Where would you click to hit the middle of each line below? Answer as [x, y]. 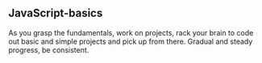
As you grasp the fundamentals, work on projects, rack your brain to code [131, 32]
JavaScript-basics [56, 13]
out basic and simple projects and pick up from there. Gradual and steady [131, 41]
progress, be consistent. [49, 50]
